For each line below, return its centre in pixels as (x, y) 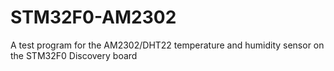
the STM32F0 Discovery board (74, 55)
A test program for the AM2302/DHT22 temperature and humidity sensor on (167, 45)
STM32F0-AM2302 (93, 17)
